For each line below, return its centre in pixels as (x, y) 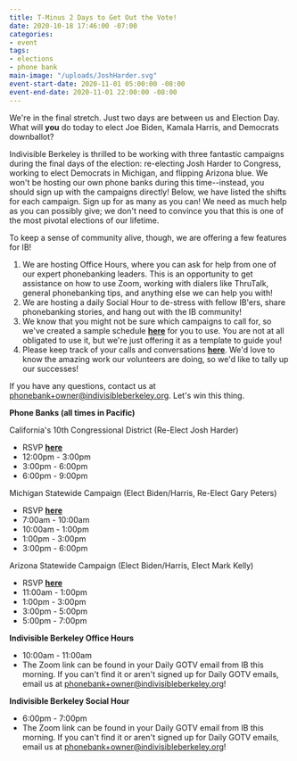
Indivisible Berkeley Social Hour (70, 700)
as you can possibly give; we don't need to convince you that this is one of (146, 211)
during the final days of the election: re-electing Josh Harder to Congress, (145, 163)
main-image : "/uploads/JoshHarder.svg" (83, 76)
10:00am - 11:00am (57, 655)
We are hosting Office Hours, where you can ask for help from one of (149, 264)
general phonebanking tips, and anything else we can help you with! (148, 293)
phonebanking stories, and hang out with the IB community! (132, 311)
